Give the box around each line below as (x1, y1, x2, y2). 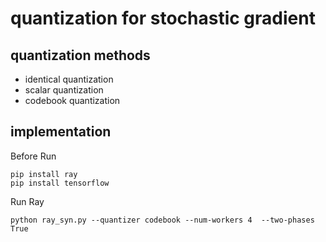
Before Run (10, 150, 57, 162)
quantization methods (10, 47, 151, 64)
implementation (10, 123, 112, 141)
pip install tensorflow (10, 178, 110, 188)
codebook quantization (24, 95, 121, 106)
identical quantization (24, 73, 114, 85)
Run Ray (10, 195, 45, 207)
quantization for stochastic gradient (10, 7, 316, 30)
